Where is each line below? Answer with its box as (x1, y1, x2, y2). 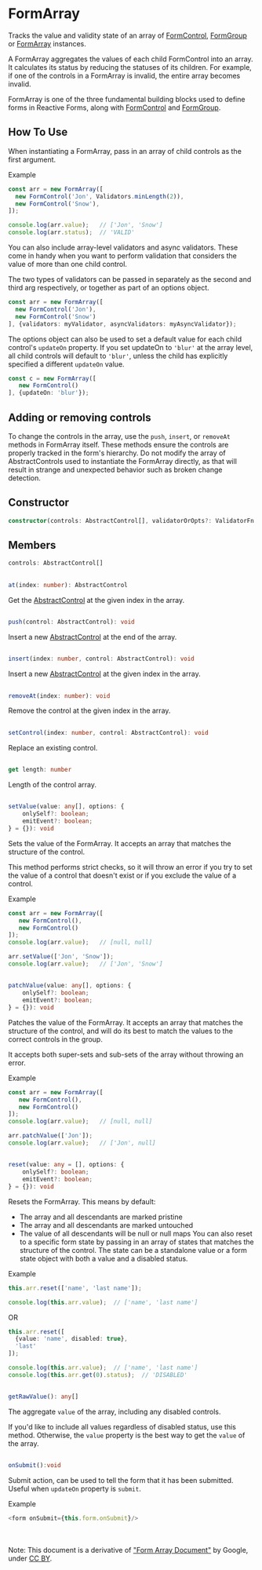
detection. (8, 473, 42, 483)
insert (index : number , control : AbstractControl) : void (8, 655, 195, 663)
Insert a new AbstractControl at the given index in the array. (8, 669, 202, 679)
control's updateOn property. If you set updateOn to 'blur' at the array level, (8, 342, 253, 352)
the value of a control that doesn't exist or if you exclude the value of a (8, 871, 237, 880)
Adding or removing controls (8, 411, 151, 424)
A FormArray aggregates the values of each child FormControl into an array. (8, 54, 253, 64)
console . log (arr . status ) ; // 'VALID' (8, 228, 135, 236)
